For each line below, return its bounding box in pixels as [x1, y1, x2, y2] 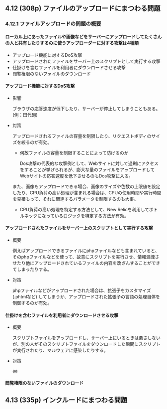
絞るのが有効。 [21, 139, 52, 145]
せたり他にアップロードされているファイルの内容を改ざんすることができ [12, 260, 161, 266]
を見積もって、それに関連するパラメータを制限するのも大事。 [12, 196, 138, 202]
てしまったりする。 [12, 266, 52, 272]
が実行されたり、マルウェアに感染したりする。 [12, 347, 108, 353]
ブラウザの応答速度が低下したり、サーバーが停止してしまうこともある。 [12, 106, 161, 112]
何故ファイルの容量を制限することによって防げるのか [19, 149, 129, 155]
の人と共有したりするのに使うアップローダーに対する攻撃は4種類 [5, 40, 139, 46]
